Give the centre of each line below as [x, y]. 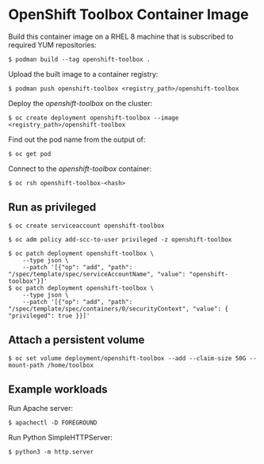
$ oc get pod [30, 154]
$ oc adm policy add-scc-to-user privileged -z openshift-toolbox [120, 239]
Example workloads [58, 389]
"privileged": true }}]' [49, 316]
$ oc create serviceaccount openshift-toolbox [86, 226]
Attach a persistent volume [77, 340]
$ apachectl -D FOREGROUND [53, 423]
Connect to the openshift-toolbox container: [80, 169]
